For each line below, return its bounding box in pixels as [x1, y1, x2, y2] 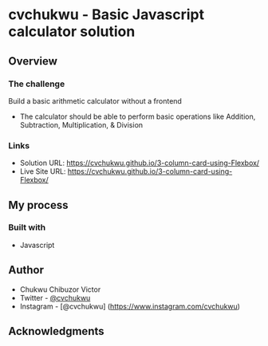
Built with [8, 222, 46, 233]
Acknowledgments [8, 324, 105, 338]
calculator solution [8, 22, 136, 41]
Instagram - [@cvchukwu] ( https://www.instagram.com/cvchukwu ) [19, 301, 241, 311]
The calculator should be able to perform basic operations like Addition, [19, 112, 256, 121]
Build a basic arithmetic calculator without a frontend [8, 96, 182, 105]
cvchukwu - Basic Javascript [8, 6, 205, 24]
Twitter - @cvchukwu [19, 293, 91, 302]
